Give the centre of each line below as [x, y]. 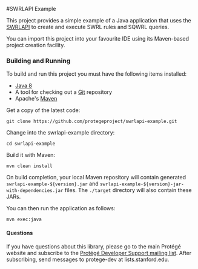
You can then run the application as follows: [61, 208]
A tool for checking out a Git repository [64, 92]
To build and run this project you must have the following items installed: [97, 74]
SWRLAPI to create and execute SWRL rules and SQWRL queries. [88, 27]
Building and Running [38, 61]
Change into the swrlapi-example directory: [61, 133]
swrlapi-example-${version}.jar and [52, 184]
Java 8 [23, 86]
